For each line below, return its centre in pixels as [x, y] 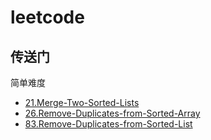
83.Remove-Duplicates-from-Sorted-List [108, 124]
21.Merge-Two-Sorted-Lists [82, 102]
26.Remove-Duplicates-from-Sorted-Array [112, 113]
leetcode [47, 17]
